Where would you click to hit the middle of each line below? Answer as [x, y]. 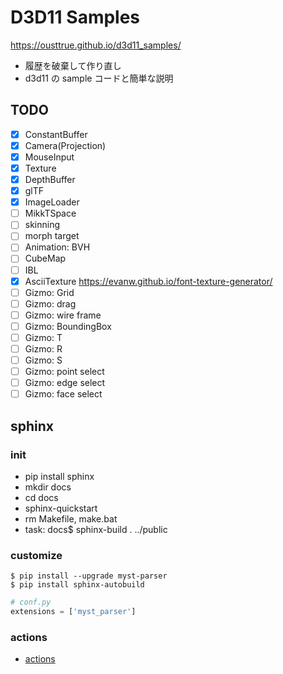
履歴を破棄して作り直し [73, 65]
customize [36, 555]
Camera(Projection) [65, 145]
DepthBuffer [50, 179]
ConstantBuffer [56, 134]
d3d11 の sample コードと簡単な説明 [99, 78]
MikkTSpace [50, 213]
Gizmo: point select [64, 372]
